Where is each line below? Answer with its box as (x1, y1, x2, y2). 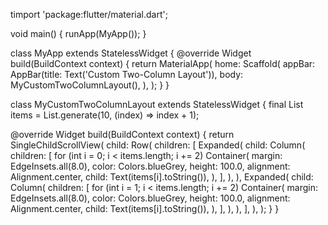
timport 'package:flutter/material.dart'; (10, 9, 168, 20)
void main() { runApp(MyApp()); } (10, 28, 147, 39)
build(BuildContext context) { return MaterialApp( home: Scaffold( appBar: (10, 58, 316, 69)
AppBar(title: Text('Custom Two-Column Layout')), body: (10, 69, 244, 80)
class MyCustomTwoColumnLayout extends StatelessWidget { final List (10, 99, 304, 110)
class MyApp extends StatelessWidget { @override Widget (10, 47, 252, 59)
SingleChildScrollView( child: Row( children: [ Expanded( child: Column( (10, 139, 306, 151)
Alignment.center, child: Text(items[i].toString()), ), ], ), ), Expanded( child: (10, 171, 314, 183)
